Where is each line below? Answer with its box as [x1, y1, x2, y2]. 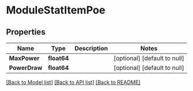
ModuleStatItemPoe [6, 4, 106, 17]
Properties [6, 27, 46, 37]
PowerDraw [9, 64, 43, 72]
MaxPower [9, 54, 40, 62]
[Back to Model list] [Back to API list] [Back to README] [6, 79, 141, 86]
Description [74, 45, 109, 52]
